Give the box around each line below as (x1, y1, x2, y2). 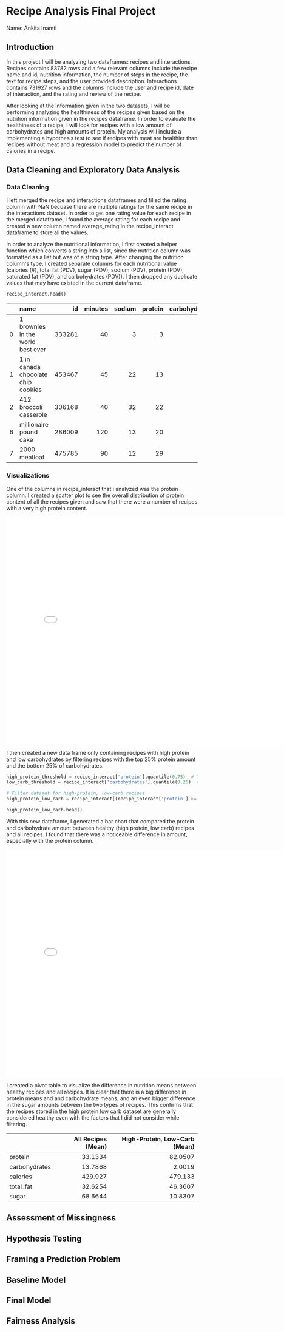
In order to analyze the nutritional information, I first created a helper (6, 241, 178, 248)
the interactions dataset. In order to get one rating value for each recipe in (6, 209, 191, 217)
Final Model (6, 1295, 52, 1305)
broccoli (19, 403, 43, 411)
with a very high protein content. (6, 504, 88, 512)
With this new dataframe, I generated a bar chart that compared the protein (6, 817, 195, 825)
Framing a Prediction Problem (6, 1254, 121, 1265)
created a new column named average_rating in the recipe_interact (6, 223, 174, 230)
